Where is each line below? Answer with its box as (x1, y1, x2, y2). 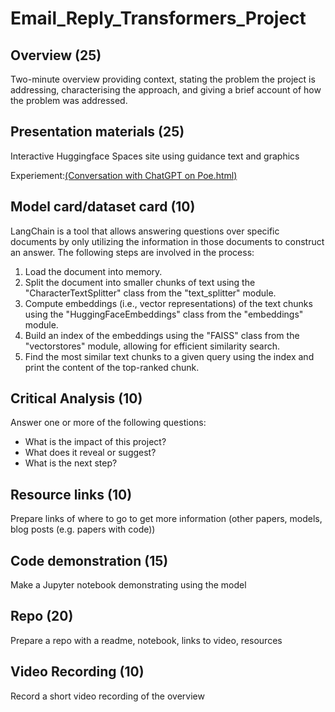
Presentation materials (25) (10, 123, 185, 141)
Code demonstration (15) (10, 552, 169, 569)
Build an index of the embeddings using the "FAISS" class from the (24, 329, 300, 341)
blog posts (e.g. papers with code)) (10, 523, 156, 536)
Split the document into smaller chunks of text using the (24, 276, 256, 288)
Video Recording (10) (10, 663, 145, 681)
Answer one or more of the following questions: (10, 417, 207, 429)
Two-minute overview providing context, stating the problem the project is (10, 73, 316, 85)
